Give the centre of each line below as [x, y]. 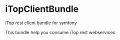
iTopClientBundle [42, 9]
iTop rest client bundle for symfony [41, 23]
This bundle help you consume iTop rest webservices [60, 32]
